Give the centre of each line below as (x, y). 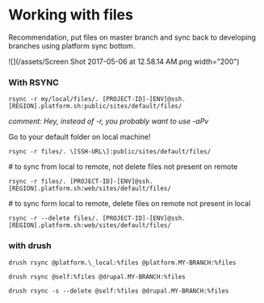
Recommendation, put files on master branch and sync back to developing (132, 37)
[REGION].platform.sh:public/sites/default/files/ (95, 107)
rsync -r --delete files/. (54, 219)
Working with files (71, 15)
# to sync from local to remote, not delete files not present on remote (123, 166)
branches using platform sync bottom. (72, 45)
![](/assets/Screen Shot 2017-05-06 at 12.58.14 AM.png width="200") (124, 61)
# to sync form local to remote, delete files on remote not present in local (130, 204)
